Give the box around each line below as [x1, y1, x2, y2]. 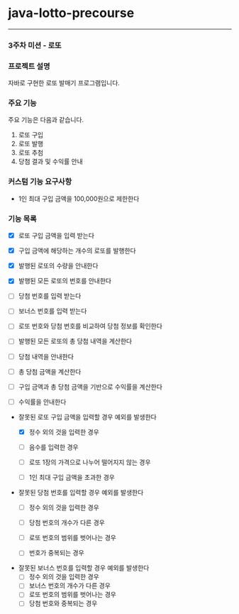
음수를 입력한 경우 [28, 442, 79, 451]
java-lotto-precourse [8, 5, 135, 21]
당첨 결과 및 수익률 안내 [18, 158, 84, 166]
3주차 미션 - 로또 [8, 40, 62, 50]
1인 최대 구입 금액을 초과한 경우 [28, 473, 116, 481]
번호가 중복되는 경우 [28, 549, 84, 557]
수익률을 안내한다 [18, 398, 67, 406]
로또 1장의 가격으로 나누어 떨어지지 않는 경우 [28, 458, 151, 466]
